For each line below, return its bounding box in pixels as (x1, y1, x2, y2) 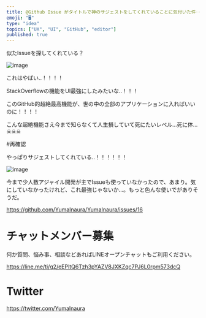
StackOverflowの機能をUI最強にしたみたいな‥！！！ (6, 87, 139, 95)
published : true (6, 32, 48, 38)
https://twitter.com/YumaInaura (6, 305, 86, 312)
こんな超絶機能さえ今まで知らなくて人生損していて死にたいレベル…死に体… (6, 121, 198, 129)
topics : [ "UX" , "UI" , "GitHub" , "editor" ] (6, 26, 116, 32)
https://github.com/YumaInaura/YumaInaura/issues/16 (6, 206, 143, 213)
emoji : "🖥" (6, 15, 35, 21)
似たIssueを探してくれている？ (6, 50, 84, 57)
